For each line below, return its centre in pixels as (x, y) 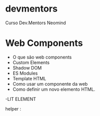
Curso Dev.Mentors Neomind (36, 23)
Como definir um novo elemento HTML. (54, 89)
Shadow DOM (27, 68)
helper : (13, 108)
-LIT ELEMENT (21, 99)
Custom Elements (31, 62)
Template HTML (29, 78)
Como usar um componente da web (50, 84)
